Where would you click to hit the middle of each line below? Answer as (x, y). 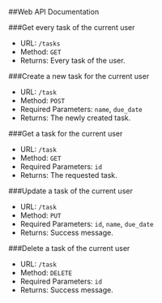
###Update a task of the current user (71, 191)
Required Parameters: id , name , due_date (87, 224)
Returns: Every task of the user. (72, 61)
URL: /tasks (40, 43)
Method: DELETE (46, 273)
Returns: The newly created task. (75, 118)
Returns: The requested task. (68, 175)
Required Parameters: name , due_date (81, 109)
